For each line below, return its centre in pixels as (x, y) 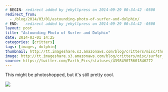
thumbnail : (16, 51)
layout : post (19, 28)
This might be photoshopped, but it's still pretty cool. (59, 75)
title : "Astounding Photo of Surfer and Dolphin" (58, 33)
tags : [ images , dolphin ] (31, 47)
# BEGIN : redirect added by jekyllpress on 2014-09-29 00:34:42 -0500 (80, 10)
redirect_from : (21, 14)
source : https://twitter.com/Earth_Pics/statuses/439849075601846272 (79, 61)
